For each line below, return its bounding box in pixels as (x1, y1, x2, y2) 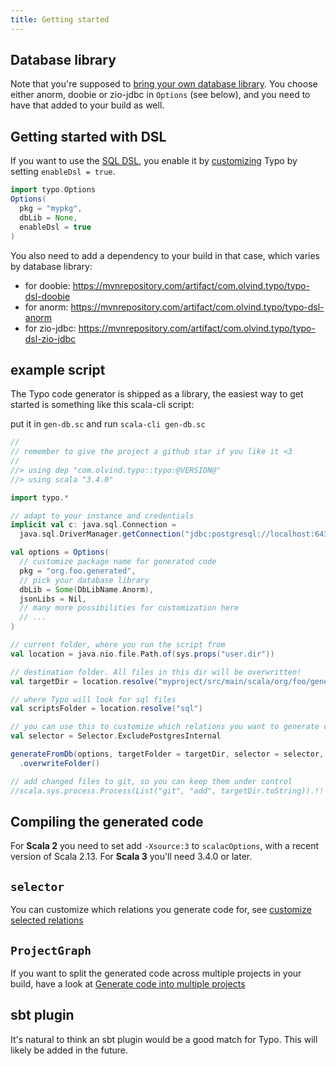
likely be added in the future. (10, 1044, 129, 1056)
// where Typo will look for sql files (10, 694, 177, 705)
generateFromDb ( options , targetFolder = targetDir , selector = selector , (10, 749, 325, 760)
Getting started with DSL (10, 128, 167, 145)
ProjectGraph (10, 943, 92, 958)
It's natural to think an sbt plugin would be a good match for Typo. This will (10, 1033, 318, 1045)
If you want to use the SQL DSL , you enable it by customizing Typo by (10, 155, 298, 167)
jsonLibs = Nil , (19, 594, 87, 604)
